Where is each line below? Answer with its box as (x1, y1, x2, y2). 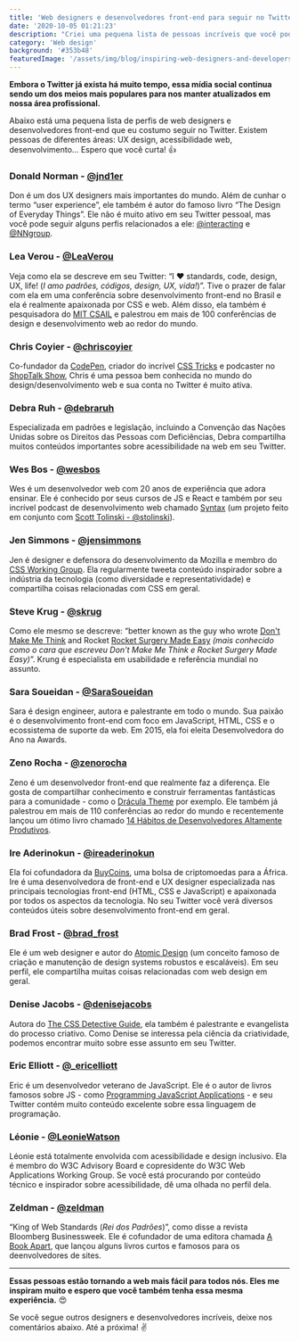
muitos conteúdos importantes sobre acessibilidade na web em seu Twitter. (9, 441, 287, 451)
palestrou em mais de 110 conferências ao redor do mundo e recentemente (9, 805, 285, 816)
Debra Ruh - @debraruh (9, 401, 115, 414)
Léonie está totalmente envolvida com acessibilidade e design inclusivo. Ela (9, 1151, 287, 1162)
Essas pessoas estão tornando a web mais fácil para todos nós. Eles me (9, 1276, 280, 1287)
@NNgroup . (9, 228, 53, 239)
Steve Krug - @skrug (9, 605, 102, 617)
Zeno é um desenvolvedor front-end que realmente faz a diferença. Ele (9, 777, 270, 788)
